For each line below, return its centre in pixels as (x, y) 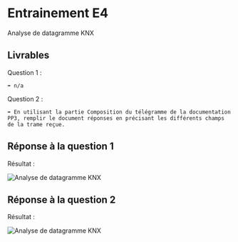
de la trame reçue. (36, 124)
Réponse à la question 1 (61, 147)
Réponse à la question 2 (62, 200)
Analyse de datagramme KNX (51, 33)
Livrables (29, 55)
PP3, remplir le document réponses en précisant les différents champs (116, 118)
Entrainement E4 (58, 13)
